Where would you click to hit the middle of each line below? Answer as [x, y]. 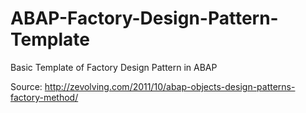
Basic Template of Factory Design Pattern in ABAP [114, 67]
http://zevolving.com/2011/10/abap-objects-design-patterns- [170, 86]
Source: [26, 86]
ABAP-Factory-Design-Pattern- [144, 18]
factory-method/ [44, 97]
